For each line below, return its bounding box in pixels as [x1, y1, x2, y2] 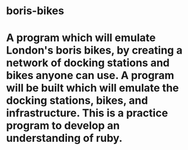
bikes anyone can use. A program [6, 69, 174, 82]
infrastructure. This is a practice [6, 106, 168, 120]
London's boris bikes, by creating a [6, 44, 183, 57]
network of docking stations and [6, 56, 170, 70]
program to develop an [6, 119, 120, 132]
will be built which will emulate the [6, 81, 179, 95]
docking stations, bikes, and [6, 94, 148, 107]
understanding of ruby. [6, 132, 123, 145]
